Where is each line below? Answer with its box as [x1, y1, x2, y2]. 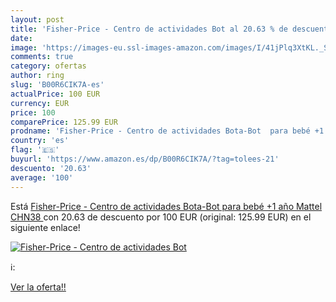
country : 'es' [10, 136, 70, 146]
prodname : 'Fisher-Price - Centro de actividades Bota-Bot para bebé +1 [10, 126, 325, 136]
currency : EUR [10, 98, 70, 108]
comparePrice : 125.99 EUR [10, 117, 118, 127]
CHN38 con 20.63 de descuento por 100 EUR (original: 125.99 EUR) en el [10, 211, 312, 223]
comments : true [10, 52, 74, 62]
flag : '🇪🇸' [10, 145, 60, 155]
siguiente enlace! [10, 221, 81, 233]
